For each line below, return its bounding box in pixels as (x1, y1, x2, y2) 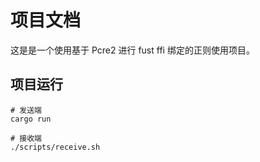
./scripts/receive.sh (10, 142, 101, 152)
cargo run (10, 114, 52, 124)
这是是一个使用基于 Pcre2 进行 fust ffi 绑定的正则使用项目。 (10, 44, 255, 56)
